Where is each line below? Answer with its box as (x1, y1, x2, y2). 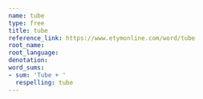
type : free (8, 19, 45, 27)
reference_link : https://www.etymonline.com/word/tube (8, 34, 196, 42)
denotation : (8, 57, 48, 65)
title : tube (8, 26, 48, 34)
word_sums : (8, 64, 45, 72)
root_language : (8, 49, 59, 57)
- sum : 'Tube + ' (8, 71, 67, 79)
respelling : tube (15, 78, 74, 86)
